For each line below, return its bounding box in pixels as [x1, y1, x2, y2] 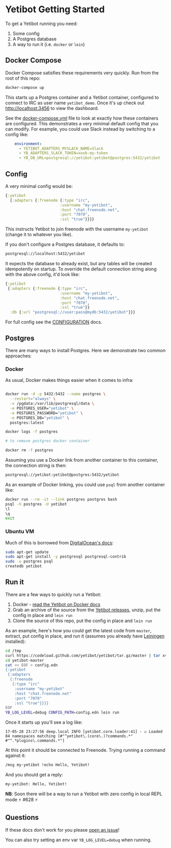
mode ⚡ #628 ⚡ [5, 796, 38, 803]
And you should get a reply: [5, 772, 64, 778]
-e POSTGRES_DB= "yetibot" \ [10, 415, 70, 420]
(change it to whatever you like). [5, 232, 73, 238]
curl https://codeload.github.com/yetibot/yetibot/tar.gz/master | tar [5, 653, 160, 658]
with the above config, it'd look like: [5, 271, 80, 278]
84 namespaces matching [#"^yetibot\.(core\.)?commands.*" [5, 734, 133, 739]
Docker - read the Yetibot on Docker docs [12, 601, 101, 607]
